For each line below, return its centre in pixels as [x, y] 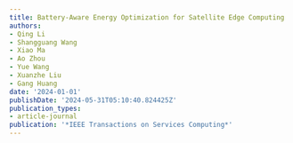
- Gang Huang [33, 83]
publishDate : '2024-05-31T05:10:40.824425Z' [93, 100]
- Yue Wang [29, 68]
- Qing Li [28, 34]
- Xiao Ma [28, 51]
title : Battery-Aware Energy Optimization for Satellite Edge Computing [147, 17]
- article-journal [43, 116]
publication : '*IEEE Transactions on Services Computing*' [121, 125]
